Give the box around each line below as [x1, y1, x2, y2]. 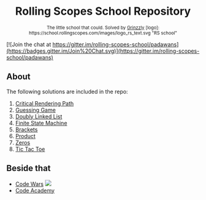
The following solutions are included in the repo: [6, 88, 128, 95]
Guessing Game [15, 106, 56, 113]
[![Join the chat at [6, 40, 51, 48]
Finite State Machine [15, 119, 67, 126]
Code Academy [15, 187, 55, 194]
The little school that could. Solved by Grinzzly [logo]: [47, 25, 159, 31]
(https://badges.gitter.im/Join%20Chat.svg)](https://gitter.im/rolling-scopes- [6, 47, 200, 55]
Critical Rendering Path [15, 99, 74, 107]
